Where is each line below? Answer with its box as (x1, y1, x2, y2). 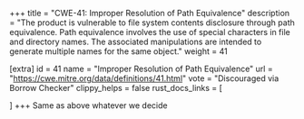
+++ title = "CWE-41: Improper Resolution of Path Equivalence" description (9, 8, 290, 18)
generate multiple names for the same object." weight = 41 (9, 46, 229, 57)
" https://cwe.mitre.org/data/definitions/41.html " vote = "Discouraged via (9, 73, 279, 84)
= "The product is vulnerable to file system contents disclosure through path (9, 17, 295, 28)
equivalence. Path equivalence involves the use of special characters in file (9, 27, 290, 37)
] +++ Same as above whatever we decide (9, 100, 168, 111)
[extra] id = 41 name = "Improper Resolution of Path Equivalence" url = (9, 63, 274, 74)
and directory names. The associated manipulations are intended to (9, 36, 262, 47)
